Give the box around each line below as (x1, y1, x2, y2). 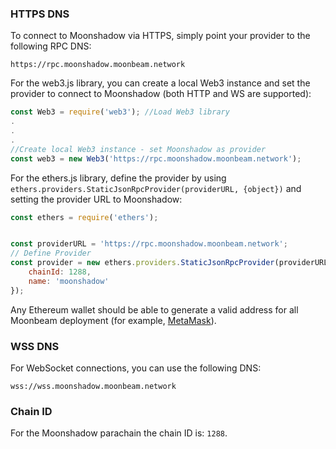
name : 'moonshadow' (28, 276, 110, 286)
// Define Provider (10, 248, 92, 259)
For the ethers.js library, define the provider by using (10, 172, 227, 184)
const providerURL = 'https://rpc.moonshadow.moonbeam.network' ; (10, 239, 288, 249)
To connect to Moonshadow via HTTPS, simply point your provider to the (10, 30, 311, 42)
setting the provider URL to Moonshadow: (10, 193, 183, 205)
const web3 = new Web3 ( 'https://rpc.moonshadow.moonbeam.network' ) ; (10, 153, 302, 164)
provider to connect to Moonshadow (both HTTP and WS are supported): (10, 88, 312, 100)
